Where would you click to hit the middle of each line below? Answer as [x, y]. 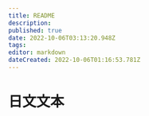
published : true [35, 30]
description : [30, 23]
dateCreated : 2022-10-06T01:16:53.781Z [74, 60]
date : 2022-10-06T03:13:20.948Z [62, 38]
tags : [17, 45]
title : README [32, 15]
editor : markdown [37, 52]
